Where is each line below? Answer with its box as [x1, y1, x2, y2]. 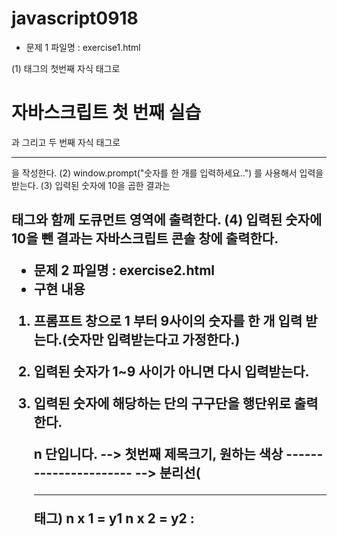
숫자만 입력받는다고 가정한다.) [67, 332, 241, 349]
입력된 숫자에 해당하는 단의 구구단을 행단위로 [33, 395, 291, 412]
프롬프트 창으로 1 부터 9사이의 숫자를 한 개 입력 [33, 313, 303, 330]
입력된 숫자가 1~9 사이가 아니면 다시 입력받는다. [33, 363, 310, 381]
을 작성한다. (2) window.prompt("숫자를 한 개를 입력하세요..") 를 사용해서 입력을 [11, 167, 324, 179]
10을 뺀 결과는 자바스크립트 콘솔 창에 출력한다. [11, 230, 279, 247]
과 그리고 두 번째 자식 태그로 [11, 136, 121, 148]
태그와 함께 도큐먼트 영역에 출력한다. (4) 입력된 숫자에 [11, 212, 323, 229]
